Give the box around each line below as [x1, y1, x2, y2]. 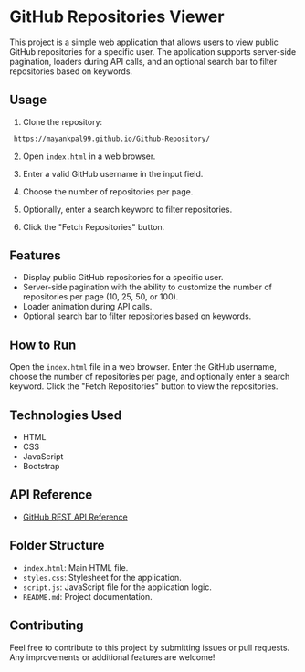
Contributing [9, 618, 84, 634]
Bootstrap [22, 461, 60, 472]
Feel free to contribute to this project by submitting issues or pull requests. [9, 642, 290, 653]
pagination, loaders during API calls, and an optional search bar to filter [9, 56, 278, 67]
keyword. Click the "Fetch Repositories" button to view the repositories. [9, 381, 279, 392]
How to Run [9, 337, 77, 352]
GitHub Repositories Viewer [9, 6, 225, 27]
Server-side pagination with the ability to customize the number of [22, 281, 272, 293]
